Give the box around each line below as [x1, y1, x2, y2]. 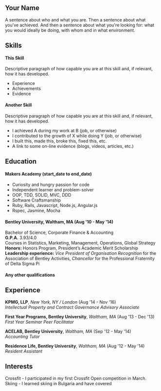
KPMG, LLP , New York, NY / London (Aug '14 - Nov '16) [5, 299, 116, 305]
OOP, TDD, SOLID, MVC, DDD [12, 192, 72, 198]
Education [5, 157, 37, 165]
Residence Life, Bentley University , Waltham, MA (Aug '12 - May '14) [5, 343, 145, 349]
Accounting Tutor [5, 333, 40, 339]
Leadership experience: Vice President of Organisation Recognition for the [5, 250, 157, 256]
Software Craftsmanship [12, 197, 61, 203]
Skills [5, 41, 22, 50]
